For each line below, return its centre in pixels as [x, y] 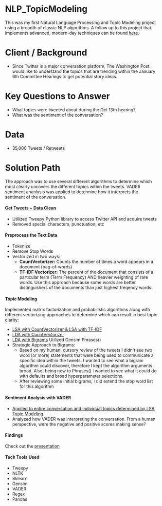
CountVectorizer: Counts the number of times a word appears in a [86, 262]
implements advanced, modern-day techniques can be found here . [72, 33]
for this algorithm [36, 386]
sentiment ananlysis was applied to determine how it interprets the [72, 192]
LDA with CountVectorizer [38, 335]
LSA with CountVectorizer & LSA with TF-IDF [57, 329]
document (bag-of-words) [46, 267]
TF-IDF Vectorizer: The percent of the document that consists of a [86, 272]
